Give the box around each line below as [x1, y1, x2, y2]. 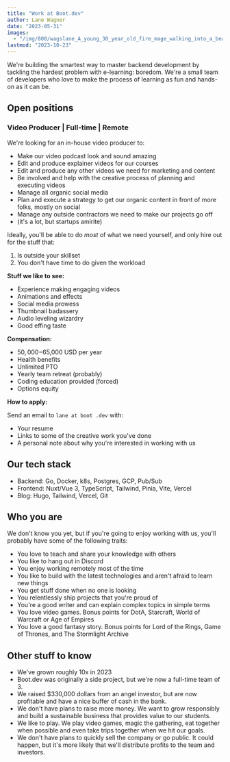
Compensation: [7, 334, 53, 343]
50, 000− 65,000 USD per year [16, 347, 103, 356]
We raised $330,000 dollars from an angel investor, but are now [16, 690, 197, 698]
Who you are [7, 511, 63, 523]
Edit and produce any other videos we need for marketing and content [16, 166, 216, 175]
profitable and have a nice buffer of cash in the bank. [16, 697, 167, 706]
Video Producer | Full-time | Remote [7, 123, 129, 132]
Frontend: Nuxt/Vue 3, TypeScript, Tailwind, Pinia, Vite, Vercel [16, 484, 192, 492]
